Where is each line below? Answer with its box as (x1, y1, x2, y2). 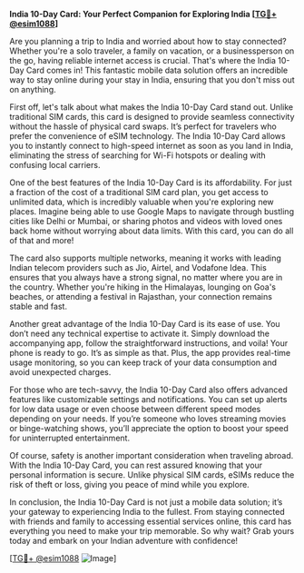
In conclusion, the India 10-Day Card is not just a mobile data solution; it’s (9, 497, 283, 508)
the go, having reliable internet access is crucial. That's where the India (9, 55, 277, 65)
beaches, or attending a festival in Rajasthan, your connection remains (9, 291, 272, 301)
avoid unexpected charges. (9, 367, 112, 377)
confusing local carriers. (9, 160, 101, 170)
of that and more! (9, 235, 74, 245)
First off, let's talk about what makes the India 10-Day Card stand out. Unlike (9, 102, 293, 113)
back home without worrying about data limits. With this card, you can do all (9, 225, 294, 236)
